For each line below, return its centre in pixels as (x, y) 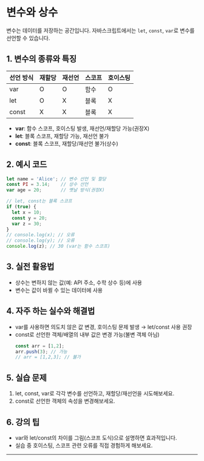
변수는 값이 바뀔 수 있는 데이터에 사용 (59, 290)
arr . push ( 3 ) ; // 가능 (41, 352)
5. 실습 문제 (27, 377)
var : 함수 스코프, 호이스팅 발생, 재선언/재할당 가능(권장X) (82, 128)
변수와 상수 (32, 12)
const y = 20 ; (29, 218)
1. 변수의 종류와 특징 (42, 59)
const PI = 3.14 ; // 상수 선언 (47, 185)
